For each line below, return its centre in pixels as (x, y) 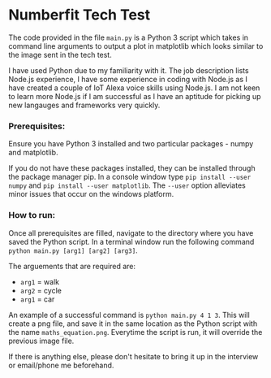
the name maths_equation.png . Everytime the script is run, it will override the (135, 332)
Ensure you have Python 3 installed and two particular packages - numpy (131, 144)
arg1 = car (37, 299)
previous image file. (41, 341)
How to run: (32, 215)
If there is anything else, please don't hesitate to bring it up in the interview (133, 356)
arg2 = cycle (41, 290)
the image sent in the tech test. (60, 54)
